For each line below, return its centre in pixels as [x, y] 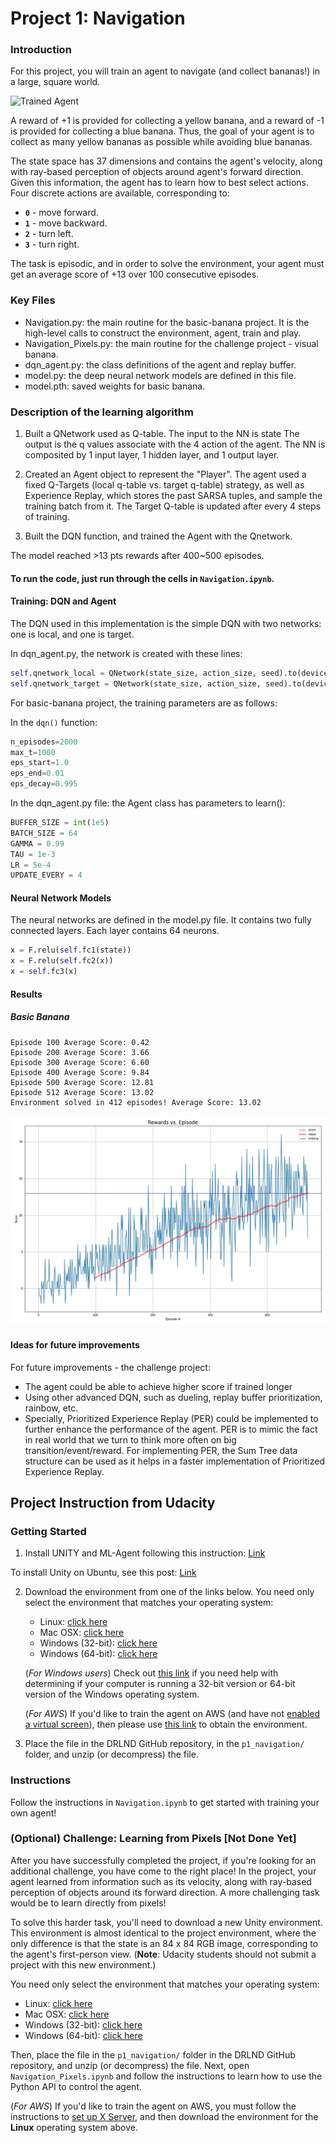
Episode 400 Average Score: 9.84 [80, 1072]
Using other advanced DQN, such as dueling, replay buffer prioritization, [173, 1397]
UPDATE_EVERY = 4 [46, 875]
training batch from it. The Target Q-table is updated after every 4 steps [173, 506]
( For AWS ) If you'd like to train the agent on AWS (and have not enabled [172, 1714]
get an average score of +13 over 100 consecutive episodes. [135, 274]
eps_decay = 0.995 [44, 784]
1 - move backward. [66, 223]
